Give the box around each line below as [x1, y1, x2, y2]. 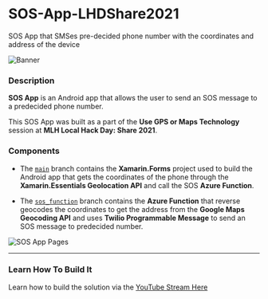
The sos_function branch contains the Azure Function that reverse [19, 196, 241, 206]
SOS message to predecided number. [19, 221, 144, 231]
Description [8, 75, 55, 86]
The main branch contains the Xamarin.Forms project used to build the [19, 163, 253, 173]
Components [8, 145, 60, 156]
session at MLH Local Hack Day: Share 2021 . [8, 125, 158, 136]
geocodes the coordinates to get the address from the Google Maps [19, 204, 245, 214]
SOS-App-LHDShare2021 [8, 5, 179, 23]
